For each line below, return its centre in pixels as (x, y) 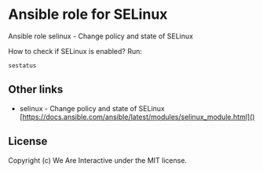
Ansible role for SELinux (88, 14)
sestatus (22, 65)
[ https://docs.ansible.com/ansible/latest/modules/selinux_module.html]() (137, 117)
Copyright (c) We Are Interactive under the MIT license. (97, 160)
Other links (36, 90)
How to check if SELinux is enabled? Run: (75, 51)
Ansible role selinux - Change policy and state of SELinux (101, 36)
